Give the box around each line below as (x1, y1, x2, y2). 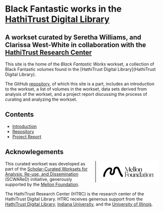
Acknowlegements (5, 148, 64, 156)
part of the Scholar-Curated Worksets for (5, 166, 88, 172)
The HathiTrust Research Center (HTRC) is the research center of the (5, 191, 144, 196)
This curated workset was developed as (5, 160, 85, 166)
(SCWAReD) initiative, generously (5, 176, 72, 182)
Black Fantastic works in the (5, 3, 122, 15)
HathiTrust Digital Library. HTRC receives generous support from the (5, 196, 143, 202)
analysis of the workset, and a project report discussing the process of (5, 91, 147, 97)
